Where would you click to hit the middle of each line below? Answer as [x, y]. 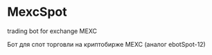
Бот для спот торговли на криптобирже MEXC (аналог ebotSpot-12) [106, 44]
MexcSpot [37, 12]
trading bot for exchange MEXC [52, 31]
